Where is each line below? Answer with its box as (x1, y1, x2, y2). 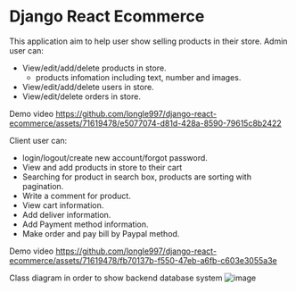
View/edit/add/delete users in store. (21, 81, 154, 92)
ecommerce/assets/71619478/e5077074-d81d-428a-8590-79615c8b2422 (9, 118, 283, 129)
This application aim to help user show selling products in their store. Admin (9, 36, 288, 46)
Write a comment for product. (21, 190, 131, 201)
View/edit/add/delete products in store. (21, 63, 167, 73)
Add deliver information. (21, 209, 111, 220)
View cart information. (21, 199, 104, 211)
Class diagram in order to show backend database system (9, 272, 223, 283)
